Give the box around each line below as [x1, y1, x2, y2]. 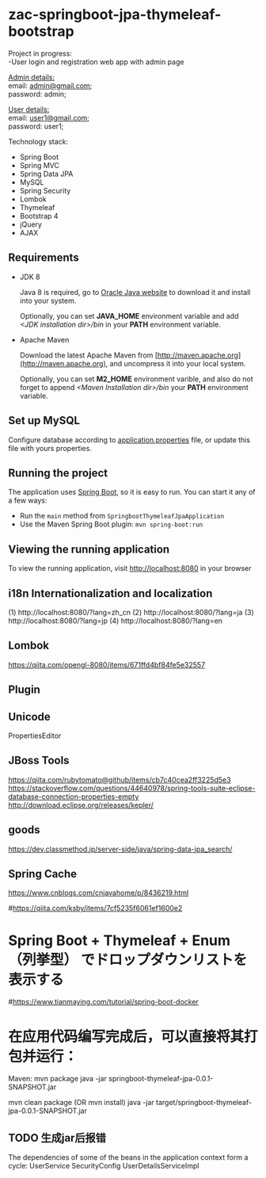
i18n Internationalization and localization [8, 587, 213, 600]
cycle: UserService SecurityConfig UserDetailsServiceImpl [8, 1161, 199, 1171]
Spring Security [19, 185, 71, 195]
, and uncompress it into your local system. [105, 358, 246, 368]
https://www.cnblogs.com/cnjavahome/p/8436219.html [8, 888, 189, 897]
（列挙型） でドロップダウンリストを [8, 950, 248, 969]
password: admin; [8, 89, 67, 98]
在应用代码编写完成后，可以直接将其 [8, 1027, 245, 1046]
